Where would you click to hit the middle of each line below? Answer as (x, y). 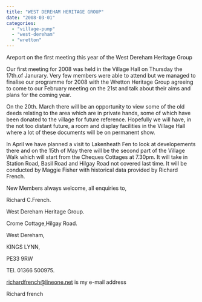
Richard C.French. (29, 200)
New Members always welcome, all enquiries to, (67, 188)
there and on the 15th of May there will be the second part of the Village (96, 150)
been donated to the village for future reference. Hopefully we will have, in (99, 119)
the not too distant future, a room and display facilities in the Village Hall (96, 126)
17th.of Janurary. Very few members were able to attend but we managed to (101, 75)
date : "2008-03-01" (31, 18)
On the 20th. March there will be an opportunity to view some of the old (96, 106)
